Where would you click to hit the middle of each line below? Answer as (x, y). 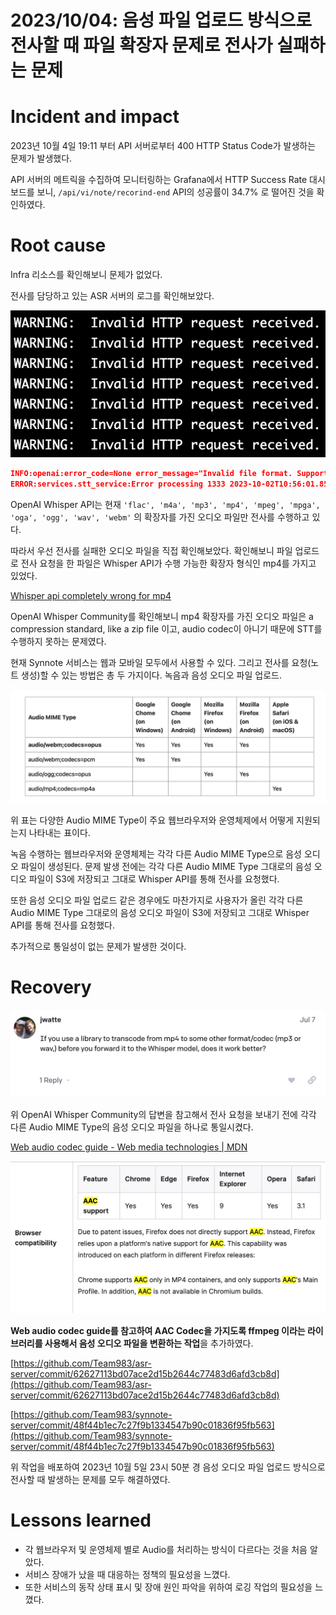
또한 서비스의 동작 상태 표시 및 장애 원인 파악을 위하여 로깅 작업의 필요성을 (168, 1587)
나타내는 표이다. (59, 832)
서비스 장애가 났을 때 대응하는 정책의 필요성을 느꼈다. (127, 1575)
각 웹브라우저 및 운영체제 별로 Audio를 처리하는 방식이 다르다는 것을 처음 (166, 1550)
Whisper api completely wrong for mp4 (91, 595)
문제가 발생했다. (41, 158)
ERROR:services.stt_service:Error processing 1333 (118, 484)
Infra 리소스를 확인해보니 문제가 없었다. (86, 275)
